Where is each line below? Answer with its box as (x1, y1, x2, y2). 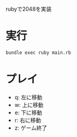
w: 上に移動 (14, 101, 44, 108)
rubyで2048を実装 (5, 6, 52, 12)
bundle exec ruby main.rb (5, 50, 71, 56)
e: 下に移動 (14, 109, 42, 116)
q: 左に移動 (14, 94, 43, 101)
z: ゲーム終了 (14, 124, 48, 131)
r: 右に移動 (14, 116, 42, 124)
